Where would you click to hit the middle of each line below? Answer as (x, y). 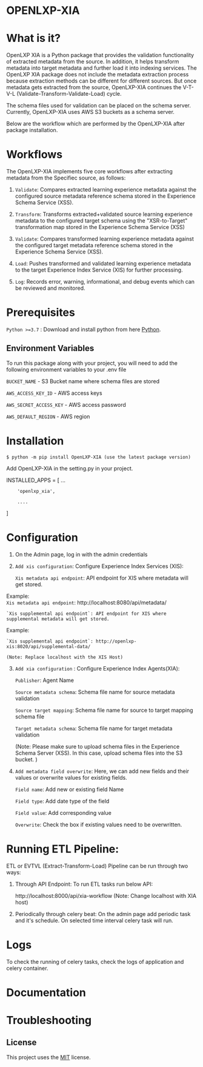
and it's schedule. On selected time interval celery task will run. (94, 920)
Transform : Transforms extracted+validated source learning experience (104, 214)
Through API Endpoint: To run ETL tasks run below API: (84, 884)
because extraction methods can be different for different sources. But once (101, 81)
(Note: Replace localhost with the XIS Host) (65, 657)
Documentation (46, 992)
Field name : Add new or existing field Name (69, 789)
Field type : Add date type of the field (62, 801)
